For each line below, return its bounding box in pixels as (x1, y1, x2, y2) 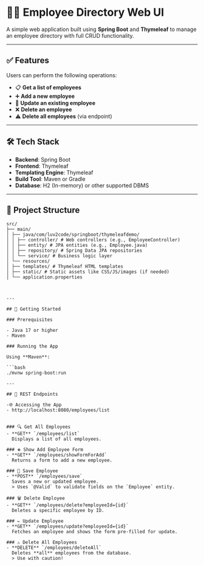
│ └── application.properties (6, 274, 83, 280)
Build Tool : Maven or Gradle (15, 175, 86, 182)
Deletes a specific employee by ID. (12, 508, 104, 514)
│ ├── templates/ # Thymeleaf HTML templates (6, 264, 123, 270)
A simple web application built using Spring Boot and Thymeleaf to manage (6, 26, 197, 33)
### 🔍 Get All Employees (6, 424, 71, 430)
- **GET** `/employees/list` (6, 431, 80, 437)
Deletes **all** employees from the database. (12, 550, 132, 556)
